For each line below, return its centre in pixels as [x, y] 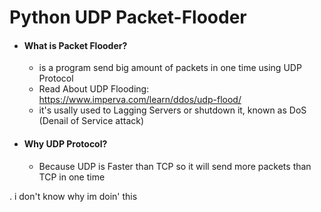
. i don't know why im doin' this [73, 196]
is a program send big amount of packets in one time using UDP [170, 68]
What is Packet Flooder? [75, 45]
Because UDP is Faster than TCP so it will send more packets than [175, 166]
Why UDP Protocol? [65, 143]
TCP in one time [72, 177]
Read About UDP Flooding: [94, 89]
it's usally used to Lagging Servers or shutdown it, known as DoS [172, 110]
